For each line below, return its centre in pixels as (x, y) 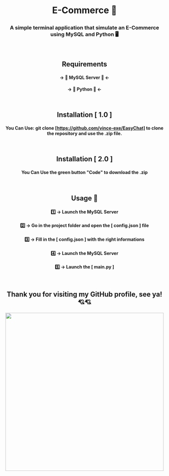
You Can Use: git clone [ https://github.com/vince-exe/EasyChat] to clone (85, 128)
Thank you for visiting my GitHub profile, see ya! (85, 295)
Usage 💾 (85, 198)
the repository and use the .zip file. (85, 133)
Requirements (85, 64)
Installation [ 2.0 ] (85, 159)
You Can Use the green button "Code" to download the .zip (85, 172)
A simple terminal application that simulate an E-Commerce (85, 28)
